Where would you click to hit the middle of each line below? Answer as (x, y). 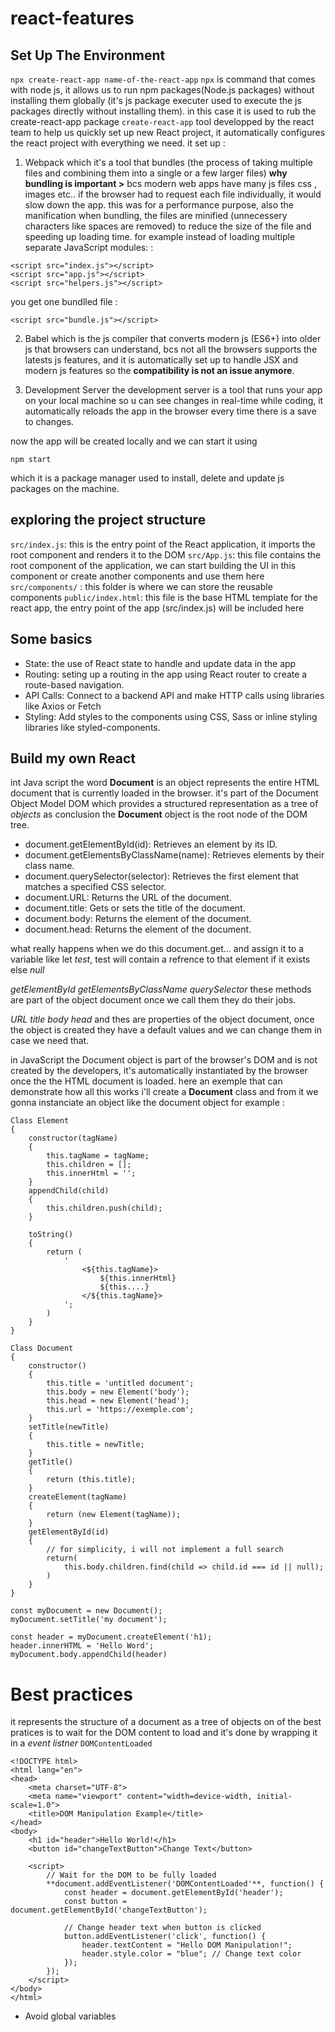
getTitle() (51, 1462)
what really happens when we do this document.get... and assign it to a (157, 949)
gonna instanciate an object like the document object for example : (147, 1103)
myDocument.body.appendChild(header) (89, 1655)
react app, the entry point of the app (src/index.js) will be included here (157, 608)
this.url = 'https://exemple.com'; (120, 1410)
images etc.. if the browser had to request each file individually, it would (173, 194)
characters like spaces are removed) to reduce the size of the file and (168, 226)
